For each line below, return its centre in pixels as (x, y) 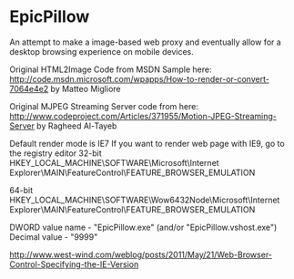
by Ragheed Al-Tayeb (76, 126)
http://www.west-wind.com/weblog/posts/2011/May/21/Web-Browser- (141, 254)
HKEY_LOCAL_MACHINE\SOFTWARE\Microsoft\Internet (115, 162)
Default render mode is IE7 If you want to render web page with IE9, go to (147, 143)
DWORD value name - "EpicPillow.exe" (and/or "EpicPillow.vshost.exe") (143, 227)
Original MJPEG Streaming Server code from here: (104, 106)
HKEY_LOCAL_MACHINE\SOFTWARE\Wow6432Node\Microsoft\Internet (145, 200)
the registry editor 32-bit (56, 153)
